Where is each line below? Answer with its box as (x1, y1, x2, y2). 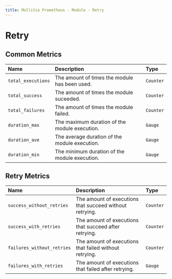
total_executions (8, 78, 50, 84)
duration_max (8, 122, 40, 128)
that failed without (76, 245, 119, 252)
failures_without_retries (8, 245, 71, 251)
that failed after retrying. (76, 266, 134, 273)
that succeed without (76, 202, 127, 209)
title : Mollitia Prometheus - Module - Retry (5, 7, 104, 13)
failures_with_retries (8, 263, 63, 269)
